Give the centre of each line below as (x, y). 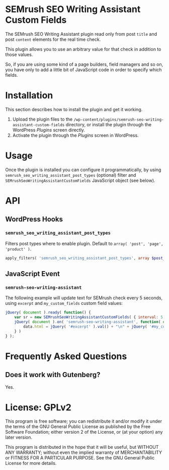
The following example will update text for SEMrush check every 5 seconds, (84, 298)
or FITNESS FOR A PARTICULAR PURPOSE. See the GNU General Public (80, 458)
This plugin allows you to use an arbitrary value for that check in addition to (83, 49)
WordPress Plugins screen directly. (49, 130)
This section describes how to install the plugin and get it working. (74, 109)
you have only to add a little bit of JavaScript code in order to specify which (83, 70)
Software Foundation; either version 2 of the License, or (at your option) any (84, 432)
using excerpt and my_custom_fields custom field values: (64, 303)
